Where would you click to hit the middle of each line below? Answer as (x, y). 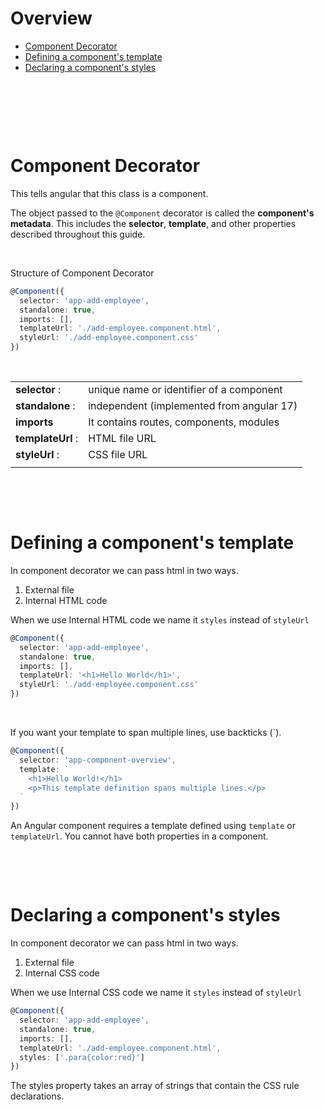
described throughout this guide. (78, 234)
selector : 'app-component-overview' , (98, 760)
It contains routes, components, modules (184, 422)
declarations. (37, 1096)
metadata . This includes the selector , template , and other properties (153, 223)
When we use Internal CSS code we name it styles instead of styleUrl (156, 993)
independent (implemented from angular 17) (193, 405)
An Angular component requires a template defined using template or (153, 826)
